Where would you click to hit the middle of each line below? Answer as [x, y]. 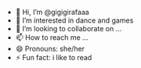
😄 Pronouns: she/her [50, 48]
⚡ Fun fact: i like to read [54, 57]
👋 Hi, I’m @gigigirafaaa [52, 12]
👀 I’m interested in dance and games [74, 20]
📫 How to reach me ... [52, 38]
